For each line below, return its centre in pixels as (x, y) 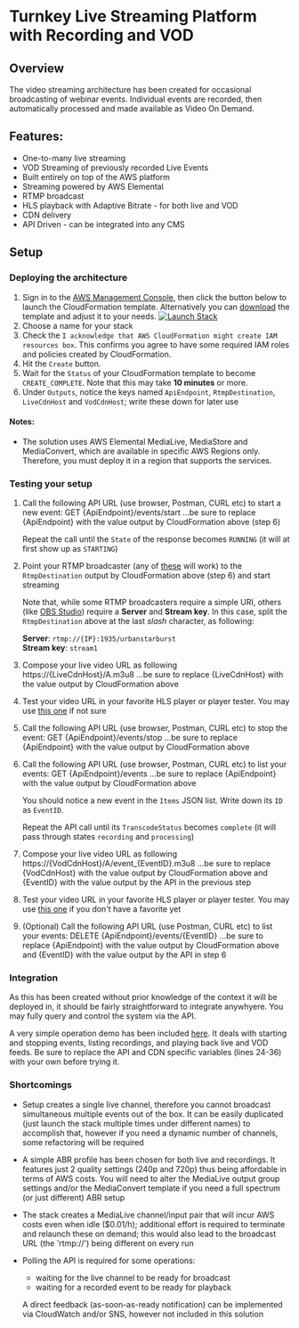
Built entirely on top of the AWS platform (96, 176)
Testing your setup (51, 483)
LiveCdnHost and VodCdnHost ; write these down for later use (130, 401)
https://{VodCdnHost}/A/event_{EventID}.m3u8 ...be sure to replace (146, 863)
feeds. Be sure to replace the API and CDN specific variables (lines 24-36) (145, 1053)
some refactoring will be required (83, 1142)
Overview (37, 68)
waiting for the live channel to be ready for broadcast (133, 1277)
